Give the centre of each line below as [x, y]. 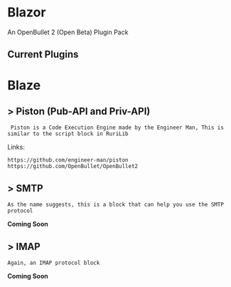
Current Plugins [43, 54]
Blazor [27, 12]
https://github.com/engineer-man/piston [68, 160]
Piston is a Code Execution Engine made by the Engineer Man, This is [117, 128]
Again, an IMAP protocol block [54, 263]
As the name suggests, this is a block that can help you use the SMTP [116, 205]
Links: [16, 147]
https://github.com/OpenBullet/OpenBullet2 [73, 167]
